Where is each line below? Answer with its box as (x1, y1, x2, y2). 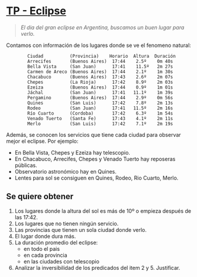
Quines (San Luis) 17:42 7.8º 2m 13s (27, 100, 173, 106)
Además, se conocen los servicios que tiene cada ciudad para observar (6, 131, 182, 138)
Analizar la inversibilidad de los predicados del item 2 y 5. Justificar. (14, 264, 180, 271)
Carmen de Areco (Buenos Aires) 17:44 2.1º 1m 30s (27, 68, 173, 75)
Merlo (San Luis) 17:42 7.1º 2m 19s (27, 121, 173, 127)
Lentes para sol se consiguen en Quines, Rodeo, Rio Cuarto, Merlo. (14, 174, 179, 181)
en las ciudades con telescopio (23, 257, 99, 265)
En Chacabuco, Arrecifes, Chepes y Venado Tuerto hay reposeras (14, 155, 176, 162)
